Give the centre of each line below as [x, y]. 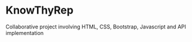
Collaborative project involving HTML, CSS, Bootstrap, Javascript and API [96, 27]
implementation [25, 33]
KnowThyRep [40, 10]
